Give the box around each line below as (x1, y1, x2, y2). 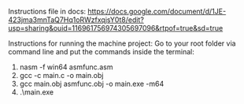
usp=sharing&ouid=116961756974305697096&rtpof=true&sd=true (8, 24, 224, 32)
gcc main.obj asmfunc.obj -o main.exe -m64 (19, 79, 165, 88)
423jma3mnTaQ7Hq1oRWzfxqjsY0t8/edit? (8, 15, 144, 24)
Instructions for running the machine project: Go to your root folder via (8, 39, 236, 48)
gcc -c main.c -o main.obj (19, 71, 104, 80)
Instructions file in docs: (8, 7, 87, 16)
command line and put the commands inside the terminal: (8, 47, 195, 56)
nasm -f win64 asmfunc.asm (19, 62, 113, 72)
